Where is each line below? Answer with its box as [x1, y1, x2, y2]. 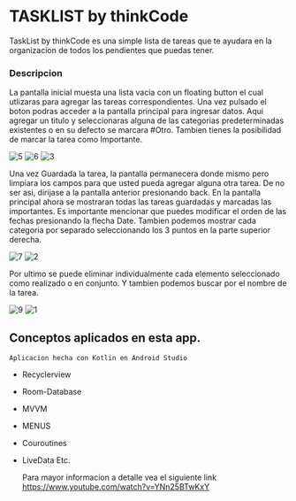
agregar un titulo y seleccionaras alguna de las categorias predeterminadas [9, 115, 285, 126]
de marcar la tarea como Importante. [9, 135, 143, 145]
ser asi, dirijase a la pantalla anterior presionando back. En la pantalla [9, 188, 262, 198]
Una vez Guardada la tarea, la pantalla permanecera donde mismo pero [9, 168, 269, 179]
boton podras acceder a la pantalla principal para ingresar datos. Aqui [9, 106, 263, 117]
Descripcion [9, 66, 64, 79]
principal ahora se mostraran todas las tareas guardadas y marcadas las [9, 197, 272, 207]
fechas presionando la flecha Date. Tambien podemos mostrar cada [9, 215, 256, 227]
